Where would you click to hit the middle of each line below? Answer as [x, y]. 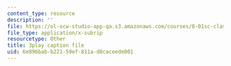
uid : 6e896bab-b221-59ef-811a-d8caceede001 [70, 52]
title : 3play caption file [46, 45]
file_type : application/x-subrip [55, 33]
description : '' [30, 20]
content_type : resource [41, 13]
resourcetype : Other [37, 39]
